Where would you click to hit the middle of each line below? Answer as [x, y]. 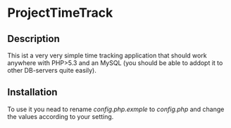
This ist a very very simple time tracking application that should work [107, 55]
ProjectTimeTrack [60, 13]
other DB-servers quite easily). [52, 70]
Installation [32, 92]
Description [33, 39]
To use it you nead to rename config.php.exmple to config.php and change [116, 109]
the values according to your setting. [61, 116]
